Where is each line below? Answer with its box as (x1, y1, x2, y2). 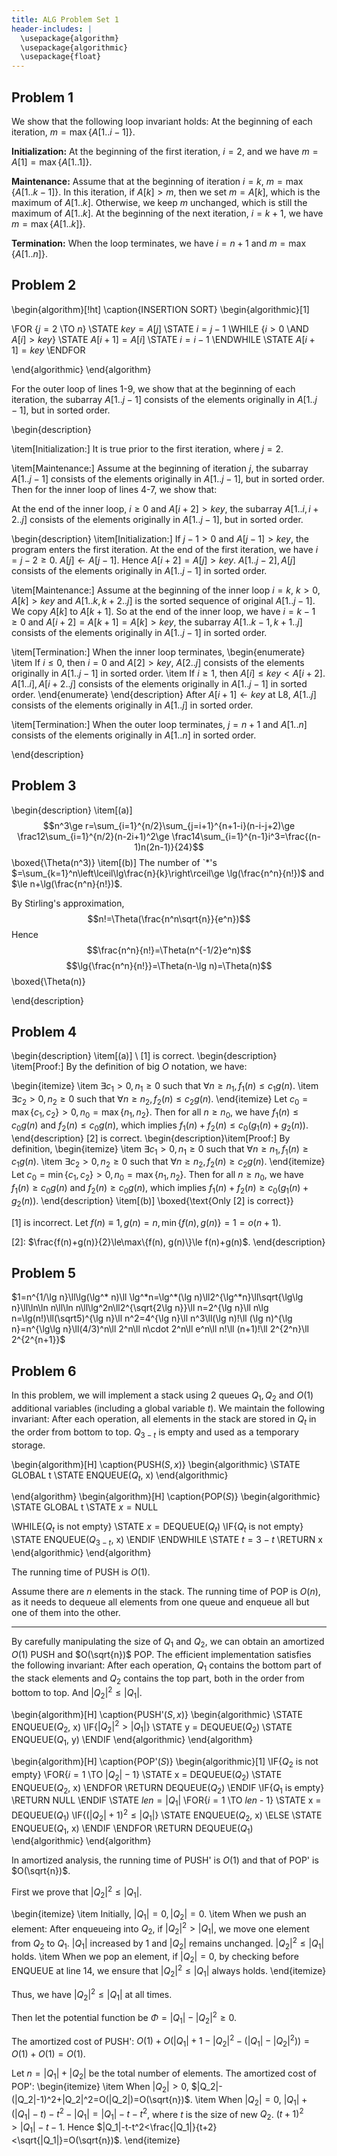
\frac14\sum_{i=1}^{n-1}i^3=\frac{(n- (171, 830, 321, 842)
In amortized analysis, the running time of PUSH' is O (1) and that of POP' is (11, 1854, 319, 1866)
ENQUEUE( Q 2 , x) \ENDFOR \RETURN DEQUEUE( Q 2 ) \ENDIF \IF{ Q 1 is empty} (11, 1781, 325, 1796)
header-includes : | (11, 24, 93, 34)
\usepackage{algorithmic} (20, 42, 129, 53)
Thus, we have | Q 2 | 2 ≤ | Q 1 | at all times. (11, 1986, 173, 2003)
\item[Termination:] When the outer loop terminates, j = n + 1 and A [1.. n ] (11, 718, 308, 730)
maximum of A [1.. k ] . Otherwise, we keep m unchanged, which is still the (11, 196, 308, 208)
